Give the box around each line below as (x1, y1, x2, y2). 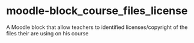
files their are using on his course (6, 29, 89, 37)
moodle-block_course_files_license (6, 4, 188, 18)
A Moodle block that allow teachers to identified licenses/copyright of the (6, 24, 188, 31)
